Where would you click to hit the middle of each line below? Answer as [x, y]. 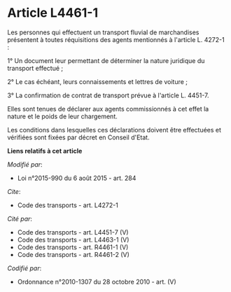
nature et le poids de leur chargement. [62, 116]
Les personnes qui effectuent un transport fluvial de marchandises [103, 32]
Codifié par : [24, 268]
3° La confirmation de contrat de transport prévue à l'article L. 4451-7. [108, 95]
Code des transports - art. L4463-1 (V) [73, 239]
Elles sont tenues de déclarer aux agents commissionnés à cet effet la [108, 109]
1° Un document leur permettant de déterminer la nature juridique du [106, 60]
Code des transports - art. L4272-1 [68, 205]
